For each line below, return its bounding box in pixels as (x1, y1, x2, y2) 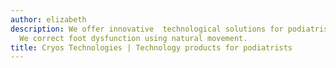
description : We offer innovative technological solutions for (10, 24, 284, 34)
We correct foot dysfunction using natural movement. (19, 33, 248, 43)
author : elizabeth (10, 14, 87, 25)
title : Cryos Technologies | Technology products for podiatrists (10, 42, 293, 53)
